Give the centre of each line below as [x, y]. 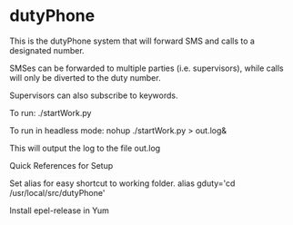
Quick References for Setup [61, 165]
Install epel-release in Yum [59, 210]
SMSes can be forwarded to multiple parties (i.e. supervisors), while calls [146, 68]
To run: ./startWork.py [51, 112]
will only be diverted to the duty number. [85, 77]
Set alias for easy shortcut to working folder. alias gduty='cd [122, 183]
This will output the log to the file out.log [85, 148]
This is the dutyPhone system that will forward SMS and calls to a [132, 41]
